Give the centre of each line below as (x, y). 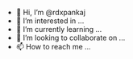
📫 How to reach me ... (53, 47)
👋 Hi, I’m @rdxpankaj (51, 12)
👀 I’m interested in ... (50, 21)
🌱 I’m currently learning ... (59, 29)
